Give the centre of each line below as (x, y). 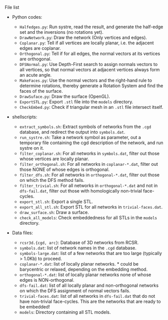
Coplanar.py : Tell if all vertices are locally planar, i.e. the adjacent (87, 43)
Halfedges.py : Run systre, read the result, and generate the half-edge (91, 27)
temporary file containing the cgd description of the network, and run (91, 143)
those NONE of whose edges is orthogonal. (64, 169)
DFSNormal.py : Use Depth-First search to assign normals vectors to (89, 64)
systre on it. (32, 148)
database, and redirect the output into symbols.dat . (72, 132)
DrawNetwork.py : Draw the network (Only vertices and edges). (83, 38)
